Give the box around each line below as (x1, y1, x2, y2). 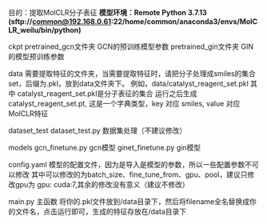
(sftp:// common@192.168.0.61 (8, 17, 112, 26)
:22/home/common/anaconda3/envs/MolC (110, 17, 258, 26)
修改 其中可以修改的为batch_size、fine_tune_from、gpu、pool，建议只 (14, 170, 248, 179)
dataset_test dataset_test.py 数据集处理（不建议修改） (8, 126, 187, 135)
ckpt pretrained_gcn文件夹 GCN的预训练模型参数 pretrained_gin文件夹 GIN (8, 42, 254, 51)
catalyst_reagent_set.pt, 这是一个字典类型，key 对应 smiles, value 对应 (8, 99, 241, 108)
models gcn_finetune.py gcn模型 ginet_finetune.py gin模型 (8, 143, 201, 152)
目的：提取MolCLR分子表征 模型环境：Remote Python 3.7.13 (8, 8, 208, 17)
